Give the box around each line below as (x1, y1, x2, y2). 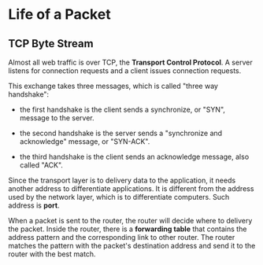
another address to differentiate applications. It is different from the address (8, 184, 254, 193)
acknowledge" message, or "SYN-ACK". (19, 137, 150, 146)
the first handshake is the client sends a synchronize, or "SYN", (19, 105, 226, 114)
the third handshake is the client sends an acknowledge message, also (19, 152, 250, 161)
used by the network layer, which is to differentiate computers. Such (8, 193, 230, 201)
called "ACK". (19, 160, 63, 170)
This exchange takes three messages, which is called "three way (8, 81, 219, 90)
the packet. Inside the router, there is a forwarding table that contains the (8, 224, 247, 234)
